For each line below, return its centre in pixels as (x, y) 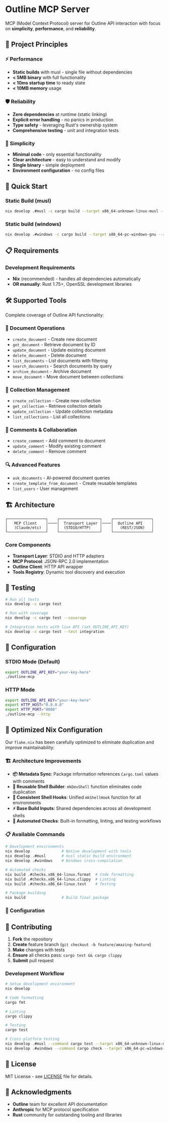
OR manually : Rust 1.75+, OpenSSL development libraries (72, 284)
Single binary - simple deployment (49, 165)
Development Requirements (40, 268)
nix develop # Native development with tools (68, 851)
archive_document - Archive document (52, 371)
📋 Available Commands (35, 834)
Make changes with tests (39, 950)
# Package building (26, 893)
